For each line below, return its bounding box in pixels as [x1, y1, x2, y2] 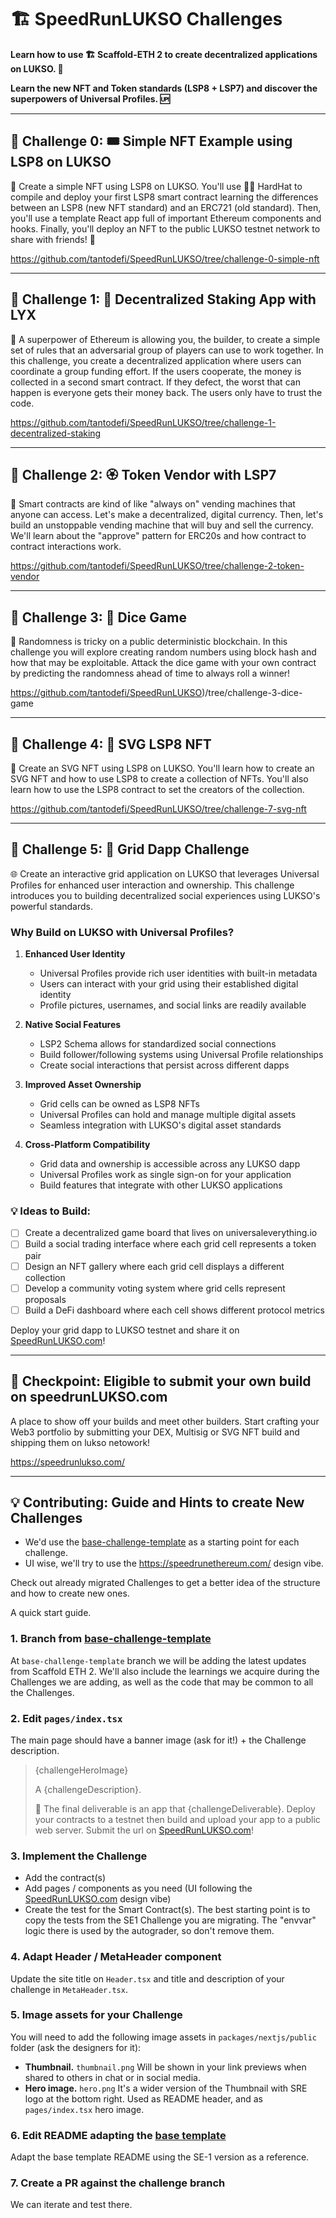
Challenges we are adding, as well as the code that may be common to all [10, 1676, 314, 1688]
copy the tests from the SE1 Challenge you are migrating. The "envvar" [24, 1914, 317, 1926]
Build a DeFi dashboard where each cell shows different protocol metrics [24, 1304, 325, 1316]
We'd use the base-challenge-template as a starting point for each [24, 1536, 300, 1548]
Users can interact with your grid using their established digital [39, 978, 299, 990]
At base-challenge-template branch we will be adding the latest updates [10, 1654, 307, 1666]
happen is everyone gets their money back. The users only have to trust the [10, 386, 323, 398]
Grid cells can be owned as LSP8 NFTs [39, 1098, 200, 1110]
